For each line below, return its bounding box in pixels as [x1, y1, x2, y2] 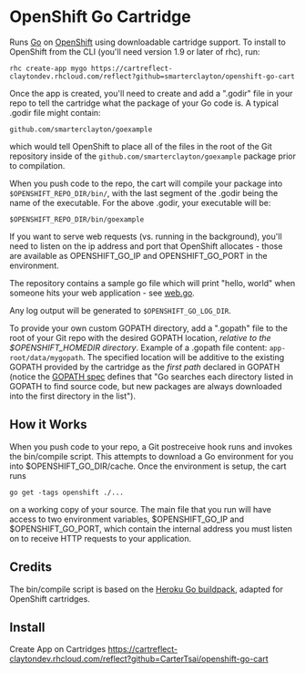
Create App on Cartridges [9, 644, 107, 655]
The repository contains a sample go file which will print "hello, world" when [9, 277, 296, 288]
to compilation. [9, 160, 66, 171]
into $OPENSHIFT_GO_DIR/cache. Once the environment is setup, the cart [9, 461, 287, 471]
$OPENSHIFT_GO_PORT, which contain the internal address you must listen [9, 523, 293, 534]
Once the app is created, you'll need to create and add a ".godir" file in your [9, 88, 293, 98]
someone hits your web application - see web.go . [9, 287, 196, 298]
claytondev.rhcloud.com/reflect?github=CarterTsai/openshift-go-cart [9, 654, 269, 665]
